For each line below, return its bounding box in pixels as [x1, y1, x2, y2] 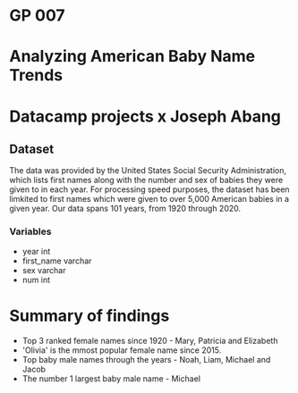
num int [21, 274, 51, 285]
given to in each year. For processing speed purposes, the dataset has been [9, 184, 290, 195]
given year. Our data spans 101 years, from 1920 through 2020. [9, 203, 242, 214]
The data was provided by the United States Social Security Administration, [9, 165, 287, 176]
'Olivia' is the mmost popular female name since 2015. [21, 345, 222, 355]
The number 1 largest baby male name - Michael [21, 372, 201, 384]
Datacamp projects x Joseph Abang [9, 106, 282, 126]
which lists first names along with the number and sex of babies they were [9, 175, 284, 186]
